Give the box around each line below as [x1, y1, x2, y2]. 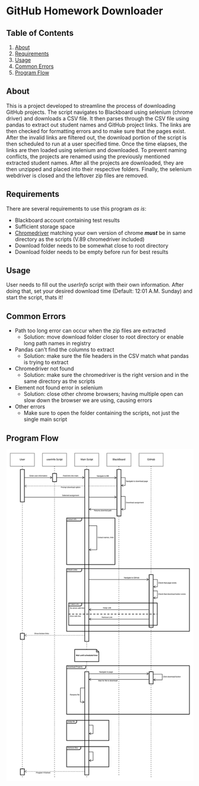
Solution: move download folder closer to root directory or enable [23, 333, 184, 341]
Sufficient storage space [14, 222, 75, 230]
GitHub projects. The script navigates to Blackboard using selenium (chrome [6, 109, 193, 116]
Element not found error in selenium [14, 384, 103, 391]
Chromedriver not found [14, 365, 74, 372]
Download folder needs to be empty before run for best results [14, 248, 169, 255]
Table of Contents [6, 28, 74, 38]
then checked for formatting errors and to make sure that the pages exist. [6, 127, 186, 135]
